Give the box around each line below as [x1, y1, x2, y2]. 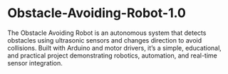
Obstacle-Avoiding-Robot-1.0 [7, 5, 187, 21]
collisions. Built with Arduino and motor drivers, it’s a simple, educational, [7, 43, 222, 52]
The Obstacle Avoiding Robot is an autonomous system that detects [7, 28, 207, 37]
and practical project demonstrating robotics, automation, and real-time [7, 51, 217, 60]
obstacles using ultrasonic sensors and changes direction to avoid [7, 36, 202, 44]
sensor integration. [7, 58, 63, 67]
